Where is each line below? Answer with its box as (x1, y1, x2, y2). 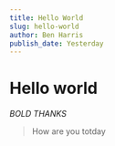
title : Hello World (9, 13, 84, 23)
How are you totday (31, 126, 107, 137)
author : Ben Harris (9, 30, 84, 39)
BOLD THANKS (9, 109, 67, 120)
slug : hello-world (9, 22, 79, 31)
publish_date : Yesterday (9, 38, 104, 48)
